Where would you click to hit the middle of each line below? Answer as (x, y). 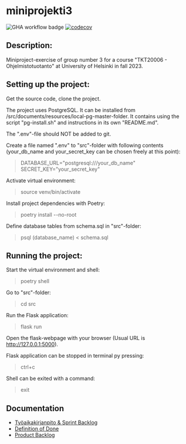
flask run (31, 327)
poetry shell (35, 281)
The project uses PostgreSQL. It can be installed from (71, 110)
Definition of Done (37, 429)
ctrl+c (28, 367)
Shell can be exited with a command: (51, 379)
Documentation (35, 408)
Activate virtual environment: (41, 180)
